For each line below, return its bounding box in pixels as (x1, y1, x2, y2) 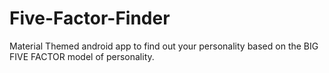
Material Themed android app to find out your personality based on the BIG (9, 40, 319, 52)
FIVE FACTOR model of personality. (9, 50, 155, 62)
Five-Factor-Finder (9, 7, 171, 30)
